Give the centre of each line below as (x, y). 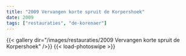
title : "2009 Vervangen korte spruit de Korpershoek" (76, 12)
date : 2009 (20, 17)
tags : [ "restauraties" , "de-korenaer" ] (57, 23)
